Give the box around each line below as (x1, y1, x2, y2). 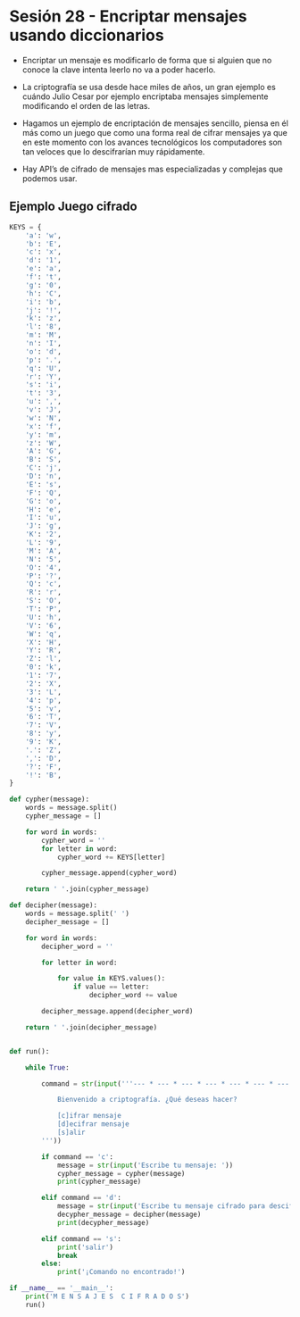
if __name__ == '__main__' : (9, 1284, 114, 1293)
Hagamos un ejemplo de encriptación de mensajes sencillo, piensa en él (21, 118, 288, 129)
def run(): (9, 1046, 50, 1055)
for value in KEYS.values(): (56, 974, 166, 983)
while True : (25, 1063, 70, 1072)
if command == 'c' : (41, 1152, 114, 1162)
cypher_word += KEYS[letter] (56, 853, 166, 862)
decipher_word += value (88, 991, 178, 1000)
